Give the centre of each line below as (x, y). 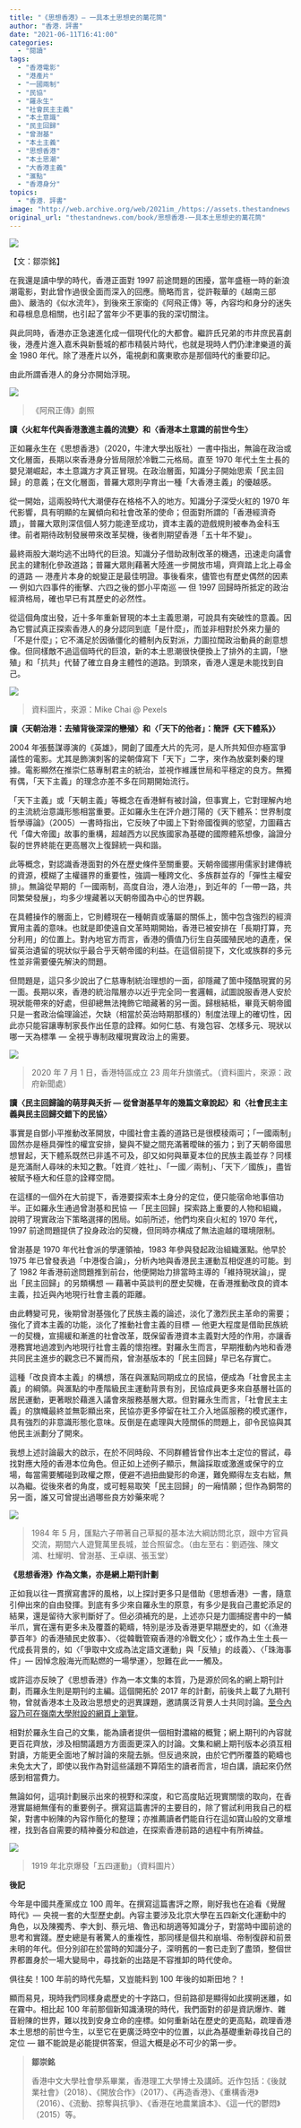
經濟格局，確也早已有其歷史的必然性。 (80, 598)
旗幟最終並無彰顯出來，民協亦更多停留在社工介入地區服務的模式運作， (162, 1410)
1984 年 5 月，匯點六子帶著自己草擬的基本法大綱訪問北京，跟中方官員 (159, 1533)
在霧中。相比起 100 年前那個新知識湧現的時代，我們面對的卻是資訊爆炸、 (144, 2009)
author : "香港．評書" (46, 26)
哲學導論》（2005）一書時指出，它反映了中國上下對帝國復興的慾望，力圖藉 (146, 822)
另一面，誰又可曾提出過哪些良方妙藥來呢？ (88, 1497)
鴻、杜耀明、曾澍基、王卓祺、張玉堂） (102, 1555)
